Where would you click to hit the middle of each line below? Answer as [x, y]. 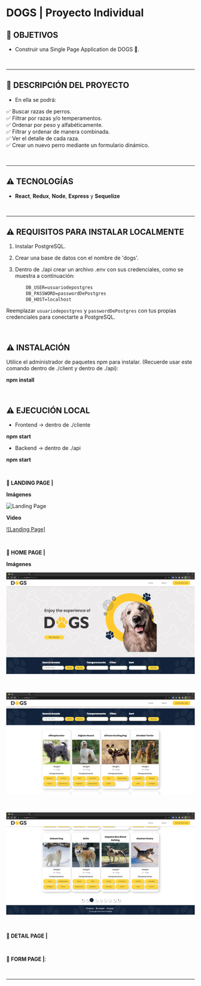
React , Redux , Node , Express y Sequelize [67, 196]
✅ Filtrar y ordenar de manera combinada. [58, 131]
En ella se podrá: [36, 99]
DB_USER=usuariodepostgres [60, 288]
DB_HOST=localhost [49, 300]
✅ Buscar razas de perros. [39, 111]
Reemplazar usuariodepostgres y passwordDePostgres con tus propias [91, 311]
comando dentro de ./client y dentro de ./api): [62, 368]
